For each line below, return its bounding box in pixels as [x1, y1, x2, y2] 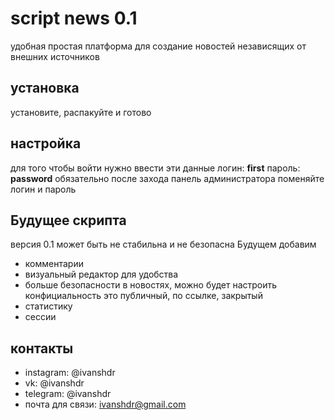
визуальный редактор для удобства [24, 268, 179, 281]
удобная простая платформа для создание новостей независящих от [10, 40, 307, 52]
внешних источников [10, 50, 100, 62]
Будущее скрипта [10, 212, 127, 229]
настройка [10, 135, 82, 152]
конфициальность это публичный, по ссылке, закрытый [24, 290, 263, 302]
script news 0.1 [10, 7, 138, 30]
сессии [24, 311, 57, 323]
